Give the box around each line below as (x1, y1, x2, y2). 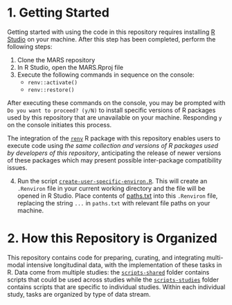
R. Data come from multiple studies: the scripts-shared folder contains (7, 268, 210, 276)
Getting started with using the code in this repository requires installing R (7, 28, 215, 36)
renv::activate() (27, 79, 78, 86)
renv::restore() (27, 86, 75, 93)
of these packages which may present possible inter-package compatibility (7, 156, 222, 164)
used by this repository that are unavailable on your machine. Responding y (7, 113, 222, 122)
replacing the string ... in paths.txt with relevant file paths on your (17, 198, 211, 207)
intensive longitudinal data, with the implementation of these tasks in (26, 261, 222, 269)
